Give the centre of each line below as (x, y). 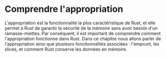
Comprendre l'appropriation (64, 9)
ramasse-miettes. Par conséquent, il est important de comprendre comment (83, 33)
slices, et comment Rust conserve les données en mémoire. (66, 49)
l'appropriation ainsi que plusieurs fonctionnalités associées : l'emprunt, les (82, 44)
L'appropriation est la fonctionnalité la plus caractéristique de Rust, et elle (80, 23)
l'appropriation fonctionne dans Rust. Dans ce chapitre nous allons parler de (83, 39)
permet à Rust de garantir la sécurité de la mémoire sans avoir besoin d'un (81, 28)
